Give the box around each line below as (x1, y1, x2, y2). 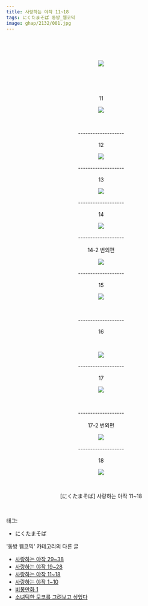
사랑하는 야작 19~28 (14, 563, 63, 570)
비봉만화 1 (14, 586, 39, 593)
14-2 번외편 (87, 246, 115, 254)
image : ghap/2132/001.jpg (6, 20, 71, 26)
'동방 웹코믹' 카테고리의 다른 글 (6, 542, 79, 550)
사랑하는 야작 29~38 (14, 556, 64, 563)
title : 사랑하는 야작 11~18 (6, 8, 69, 15)
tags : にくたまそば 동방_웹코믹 (6, 15, 75, 21)
